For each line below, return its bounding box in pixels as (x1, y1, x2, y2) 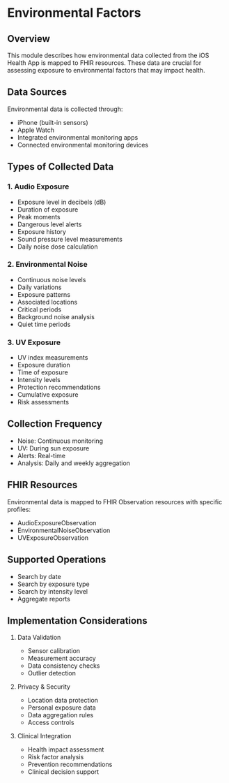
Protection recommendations (17, 383, 101, 392)
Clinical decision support (27, 768, 100, 776)
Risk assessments (17, 398, 70, 407)
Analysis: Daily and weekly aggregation (17, 459, 131, 467)
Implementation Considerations (7, 615, 148, 627)
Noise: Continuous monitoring (17, 437, 103, 445)
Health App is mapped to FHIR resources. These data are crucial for (7, 59, 202, 67)
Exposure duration (17, 361, 71, 369)
